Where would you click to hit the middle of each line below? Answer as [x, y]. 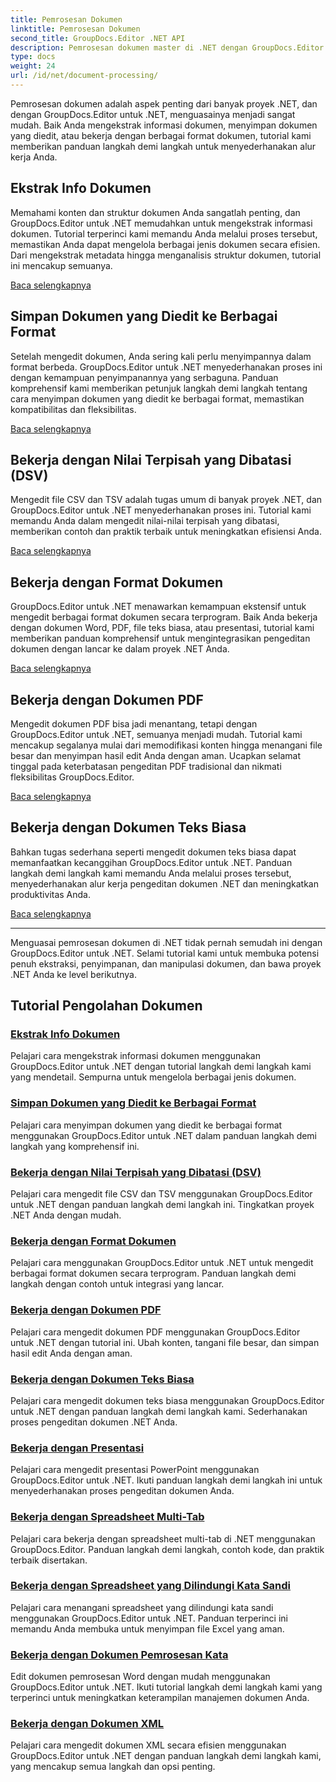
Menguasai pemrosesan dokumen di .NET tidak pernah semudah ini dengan [166, 942]
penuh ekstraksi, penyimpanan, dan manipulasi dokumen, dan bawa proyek [166, 963]
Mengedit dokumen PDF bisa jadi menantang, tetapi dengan [134, 723]
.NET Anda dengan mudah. [66, 1215]
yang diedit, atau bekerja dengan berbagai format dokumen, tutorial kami [161, 135]
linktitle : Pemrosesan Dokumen [75, 29]
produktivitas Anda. [51, 894]
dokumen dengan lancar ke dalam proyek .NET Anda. [120, 649]
